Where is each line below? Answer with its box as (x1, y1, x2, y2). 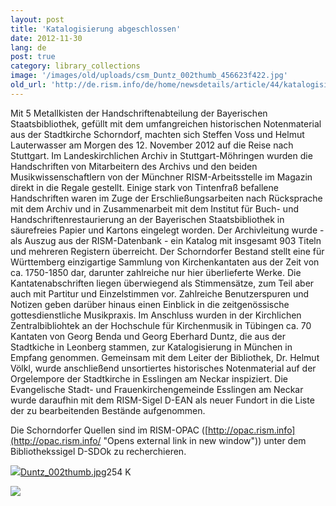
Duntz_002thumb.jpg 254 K (20, 466, 132, 478)
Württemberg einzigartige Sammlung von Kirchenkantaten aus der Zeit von (10, 256, 320, 268)
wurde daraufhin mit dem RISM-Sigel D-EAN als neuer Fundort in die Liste (10, 394, 315, 406)
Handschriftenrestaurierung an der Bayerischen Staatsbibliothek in (10, 213, 285, 225)
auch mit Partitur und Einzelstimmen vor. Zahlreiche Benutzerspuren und (10, 287, 310, 300)
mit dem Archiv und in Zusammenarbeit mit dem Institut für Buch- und (10, 202, 299, 215)
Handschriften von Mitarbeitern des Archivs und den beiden (10, 160, 258, 172)
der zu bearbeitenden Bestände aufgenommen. (10, 404, 206, 416)
